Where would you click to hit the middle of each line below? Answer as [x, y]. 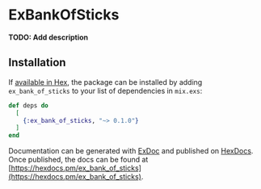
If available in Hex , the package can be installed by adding [105, 82]
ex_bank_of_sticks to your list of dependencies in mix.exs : [105, 90]
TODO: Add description [48, 37]
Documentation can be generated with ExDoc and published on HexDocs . [131, 151]
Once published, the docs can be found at [78, 160]
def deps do [28, 105]
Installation [37, 63]
